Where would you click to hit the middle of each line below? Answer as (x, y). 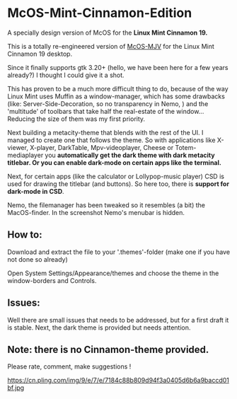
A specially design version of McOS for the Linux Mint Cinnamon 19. (108, 33)
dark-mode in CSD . (36, 191)
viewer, (18, 147)
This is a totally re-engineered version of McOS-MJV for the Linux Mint (111, 46)
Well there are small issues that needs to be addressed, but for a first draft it (118, 320)
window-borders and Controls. (52, 280)
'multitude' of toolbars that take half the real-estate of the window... (106, 111)
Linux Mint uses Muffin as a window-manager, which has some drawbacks (116, 96)
